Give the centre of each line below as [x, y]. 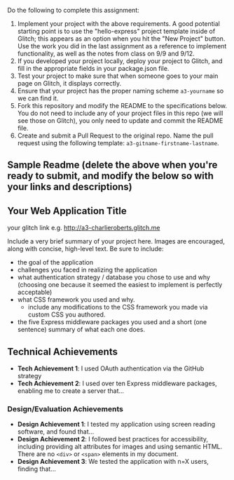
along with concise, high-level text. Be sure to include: [85, 249]
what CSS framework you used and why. [76, 300]
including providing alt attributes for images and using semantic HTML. [120, 447]
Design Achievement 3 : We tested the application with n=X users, [113, 462]
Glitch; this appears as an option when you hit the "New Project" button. [121, 39]
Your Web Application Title [67, 211]
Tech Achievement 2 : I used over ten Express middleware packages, [117, 384]
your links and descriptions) [70, 187]
